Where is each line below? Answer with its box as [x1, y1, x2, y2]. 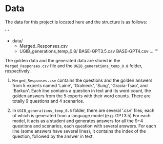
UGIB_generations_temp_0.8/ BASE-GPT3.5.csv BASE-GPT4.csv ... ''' [19, 48, 159, 54]
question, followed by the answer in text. [12, 133, 94, 139]
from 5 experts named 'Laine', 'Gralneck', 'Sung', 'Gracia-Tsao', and [12, 82, 148, 88]
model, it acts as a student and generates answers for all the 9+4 [12, 118, 143, 124]
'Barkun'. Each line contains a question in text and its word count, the [12, 88, 151, 93]
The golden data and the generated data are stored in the [5, 57, 121, 63]
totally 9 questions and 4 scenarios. [12, 98, 84, 104]
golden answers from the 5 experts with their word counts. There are [12, 93, 151, 99]
